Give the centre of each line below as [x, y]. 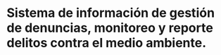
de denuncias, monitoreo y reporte [110, 28]
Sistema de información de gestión [111, 13]
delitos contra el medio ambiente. [107, 43]
